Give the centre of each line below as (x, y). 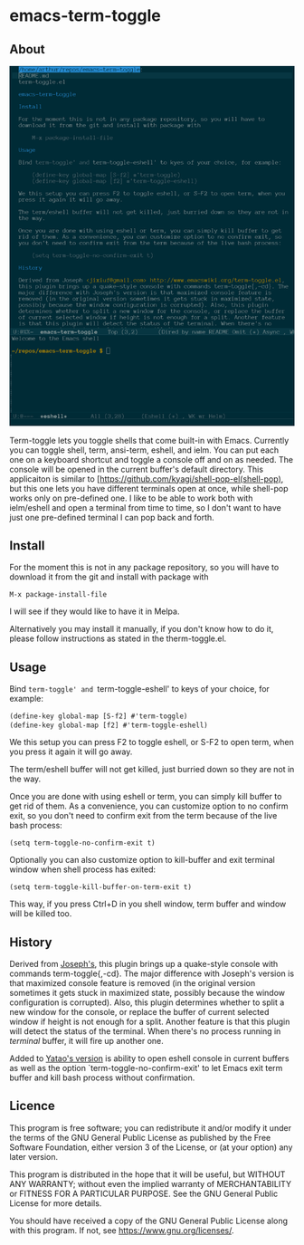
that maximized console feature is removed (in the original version (133, 983)
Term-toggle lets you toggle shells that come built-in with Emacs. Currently (149, 440)
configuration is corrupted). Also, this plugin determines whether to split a (147, 1002)
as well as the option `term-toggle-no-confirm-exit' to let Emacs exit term (146, 1068)
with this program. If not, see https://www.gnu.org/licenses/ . (122, 1230)
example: (26, 699)
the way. (25, 779)
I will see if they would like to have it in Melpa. (95, 611)
